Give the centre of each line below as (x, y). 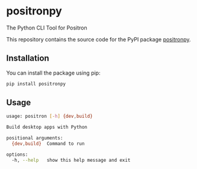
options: (17, 155)
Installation (28, 58)
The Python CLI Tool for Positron (47, 28)
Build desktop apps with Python (47, 128)
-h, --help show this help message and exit (71, 160)
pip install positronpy (36, 84)
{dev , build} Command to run (48, 144)
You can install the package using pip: (53, 73)
